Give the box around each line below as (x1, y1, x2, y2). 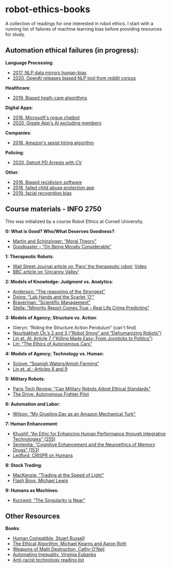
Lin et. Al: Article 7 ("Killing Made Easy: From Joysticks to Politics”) (12, 335, 153, 341)
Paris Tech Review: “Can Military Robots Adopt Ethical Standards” (12, 385, 151, 392)
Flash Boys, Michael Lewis (12, 477, 69, 483)
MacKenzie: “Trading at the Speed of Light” (12, 472, 104, 478)
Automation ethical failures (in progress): (5, 46, 139, 55)
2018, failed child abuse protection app (12, 185, 95, 191)
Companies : (5, 130, 32, 136)
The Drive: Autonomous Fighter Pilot (12, 391, 89, 397)
